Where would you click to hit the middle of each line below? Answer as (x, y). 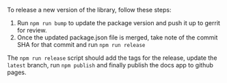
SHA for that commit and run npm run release (81, 45)
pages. (17, 72)
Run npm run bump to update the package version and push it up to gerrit (119, 23)
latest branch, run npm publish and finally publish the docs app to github (110, 65)
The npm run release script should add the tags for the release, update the (112, 58)
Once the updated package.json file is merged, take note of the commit (117, 37)
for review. (32, 30)
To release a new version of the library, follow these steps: (89, 10)
